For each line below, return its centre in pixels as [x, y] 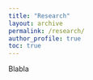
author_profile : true [45, 38]
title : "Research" [39, 16]
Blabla [19, 69]
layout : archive [36, 23]
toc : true [25, 46]
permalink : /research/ [46, 31]
